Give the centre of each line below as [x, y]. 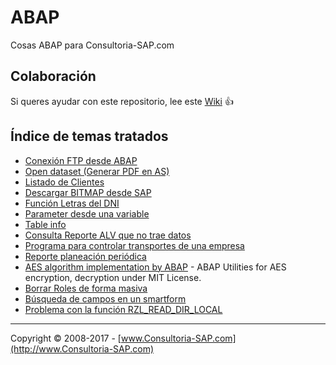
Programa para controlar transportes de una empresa [134, 245]
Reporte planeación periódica [85, 256]
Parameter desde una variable [87, 213]
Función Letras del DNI [72, 203]
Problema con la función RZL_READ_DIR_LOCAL [123, 309]
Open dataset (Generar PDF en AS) [97, 171]
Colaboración [53, 76]
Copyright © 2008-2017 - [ [66, 338]
